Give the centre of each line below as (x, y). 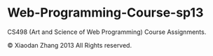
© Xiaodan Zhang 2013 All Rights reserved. (69, 45)
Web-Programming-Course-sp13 (105, 13)
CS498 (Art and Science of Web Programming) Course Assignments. (107, 32)
